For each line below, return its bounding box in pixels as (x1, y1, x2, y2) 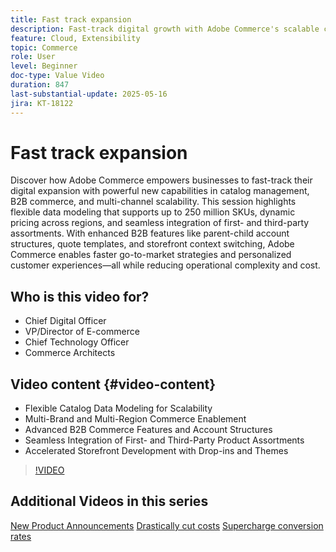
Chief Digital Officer (24, 315, 107, 327)
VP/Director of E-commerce (24, 326, 140, 338)
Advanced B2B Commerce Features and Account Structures (24, 424, 273, 436)
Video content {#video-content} (10, 376, 217, 393)
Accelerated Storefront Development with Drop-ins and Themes (24, 445, 289, 457)
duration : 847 (10, 80, 70, 90)
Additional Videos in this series (10, 493, 209, 510)
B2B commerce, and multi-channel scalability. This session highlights (10, 196, 297, 208)
